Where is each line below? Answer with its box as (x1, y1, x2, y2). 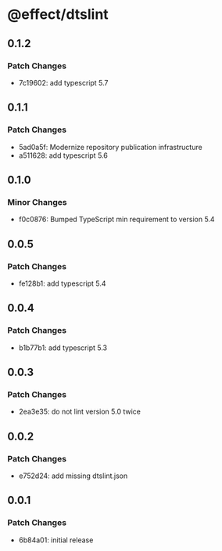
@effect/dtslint (7, 5, 109, 24)
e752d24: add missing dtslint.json (18, 471, 128, 480)
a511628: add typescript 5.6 (18, 151, 109, 160)
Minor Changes (7, 196, 67, 207)
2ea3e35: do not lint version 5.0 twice (18, 407, 141, 417)
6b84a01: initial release (18, 535, 94, 545)
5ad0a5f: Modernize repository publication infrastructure (18, 142, 202, 151)
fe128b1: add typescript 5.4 (18, 279, 106, 288)
